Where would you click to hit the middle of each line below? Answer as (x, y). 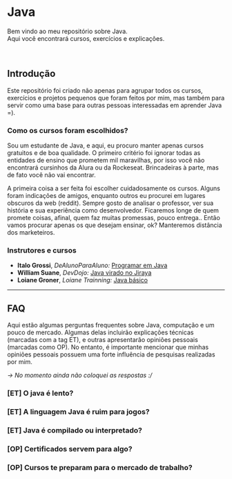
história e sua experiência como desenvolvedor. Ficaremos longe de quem (113, 210)
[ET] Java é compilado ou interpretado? (75, 430)
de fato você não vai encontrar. (52, 175)
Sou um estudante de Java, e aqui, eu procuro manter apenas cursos (105, 145)
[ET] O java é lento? (40, 393)
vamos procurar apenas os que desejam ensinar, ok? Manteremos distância (115, 225)
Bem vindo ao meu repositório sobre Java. (67, 31)
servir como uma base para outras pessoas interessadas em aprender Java (115, 105)
